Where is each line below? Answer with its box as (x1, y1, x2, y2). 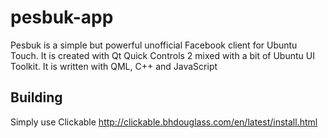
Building (10, 89, 63, 106)
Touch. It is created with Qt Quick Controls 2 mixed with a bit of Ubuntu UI (10, 49, 315, 61)
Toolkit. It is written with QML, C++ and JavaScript (10, 60, 218, 72)
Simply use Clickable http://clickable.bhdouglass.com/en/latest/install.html (10, 116, 318, 128)
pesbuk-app (10, 6, 114, 29)
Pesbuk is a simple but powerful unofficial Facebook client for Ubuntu (10, 39, 298, 51)
